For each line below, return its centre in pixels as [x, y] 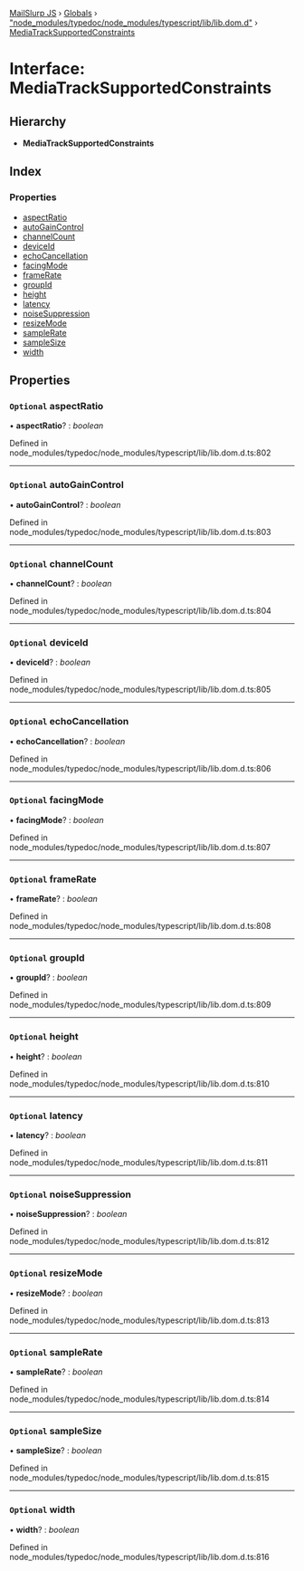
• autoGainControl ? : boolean [65, 504]
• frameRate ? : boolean [53, 899]
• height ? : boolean [46, 1056]
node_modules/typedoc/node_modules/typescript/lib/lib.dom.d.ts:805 [140, 690]
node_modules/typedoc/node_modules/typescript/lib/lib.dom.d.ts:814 [139, 1399]
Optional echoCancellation [69, 722]
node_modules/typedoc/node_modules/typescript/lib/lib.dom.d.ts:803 [140, 532]
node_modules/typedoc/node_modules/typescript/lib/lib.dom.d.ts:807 [140, 847]
